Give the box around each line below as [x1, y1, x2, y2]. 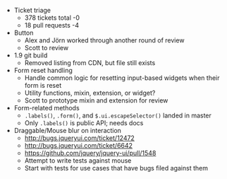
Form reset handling [13, 67, 73, 74]
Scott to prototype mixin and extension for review [24, 96, 168, 105]
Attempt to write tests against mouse [24, 156, 132, 165]
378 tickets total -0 [24, 13, 80, 22]
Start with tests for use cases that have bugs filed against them [24, 164, 208, 172]
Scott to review [24, 44, 69, 52]
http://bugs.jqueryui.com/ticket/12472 [24, 134, 135, 142]
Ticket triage [13, 6, 51, 14]
